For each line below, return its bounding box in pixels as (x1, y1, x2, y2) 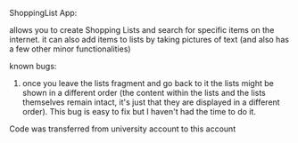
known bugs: (9, 61, 57, 71)
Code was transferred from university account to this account (9, 123, 236, 134)
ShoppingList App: (9, 8, 78, 18)
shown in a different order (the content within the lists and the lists (21, 88, 266, 98)
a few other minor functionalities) (9, 44, 131, 54)
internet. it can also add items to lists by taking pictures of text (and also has (9, 35, 290, 44)
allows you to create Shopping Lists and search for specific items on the (9, 25, 275, 35)
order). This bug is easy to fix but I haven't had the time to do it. (21, 107, 257, 116)
